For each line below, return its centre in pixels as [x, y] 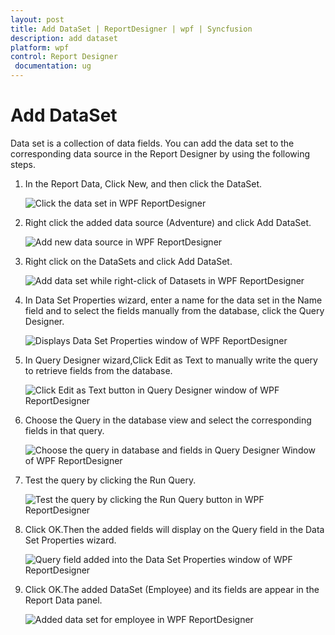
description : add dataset [64, 38]
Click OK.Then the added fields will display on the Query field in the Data [174, 529]
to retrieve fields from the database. [98, 370]
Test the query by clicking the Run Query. [110, 480]
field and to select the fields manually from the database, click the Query [174, 310]
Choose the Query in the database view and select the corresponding [168, 420]
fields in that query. [64, 430]
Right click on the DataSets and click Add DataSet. [128, 261]
